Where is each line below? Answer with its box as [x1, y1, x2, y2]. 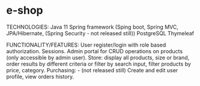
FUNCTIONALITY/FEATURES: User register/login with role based [6, 41, 166, 48]
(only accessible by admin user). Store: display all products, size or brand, [6, 54, 190, 61]
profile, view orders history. [6, 73, 74, 80]
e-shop [6, 4, 43, 17]
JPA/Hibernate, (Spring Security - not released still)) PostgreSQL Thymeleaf [6, 29, 194, 36]
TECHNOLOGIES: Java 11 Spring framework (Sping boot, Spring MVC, [6, 23, 179, 30]
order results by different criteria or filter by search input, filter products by [6, 60, 191, 67]
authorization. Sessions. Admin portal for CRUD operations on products [6, 47, 183, 54]
